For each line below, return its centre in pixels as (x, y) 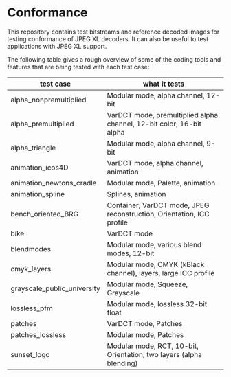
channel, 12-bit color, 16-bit (154, 124)
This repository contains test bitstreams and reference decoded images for (113, 32)
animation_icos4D (40, 168)
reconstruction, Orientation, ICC (158, 214)
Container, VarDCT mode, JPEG (158, 205)
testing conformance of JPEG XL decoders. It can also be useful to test (108, 38)
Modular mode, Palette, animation (161, 183)
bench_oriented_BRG (45, 214)
